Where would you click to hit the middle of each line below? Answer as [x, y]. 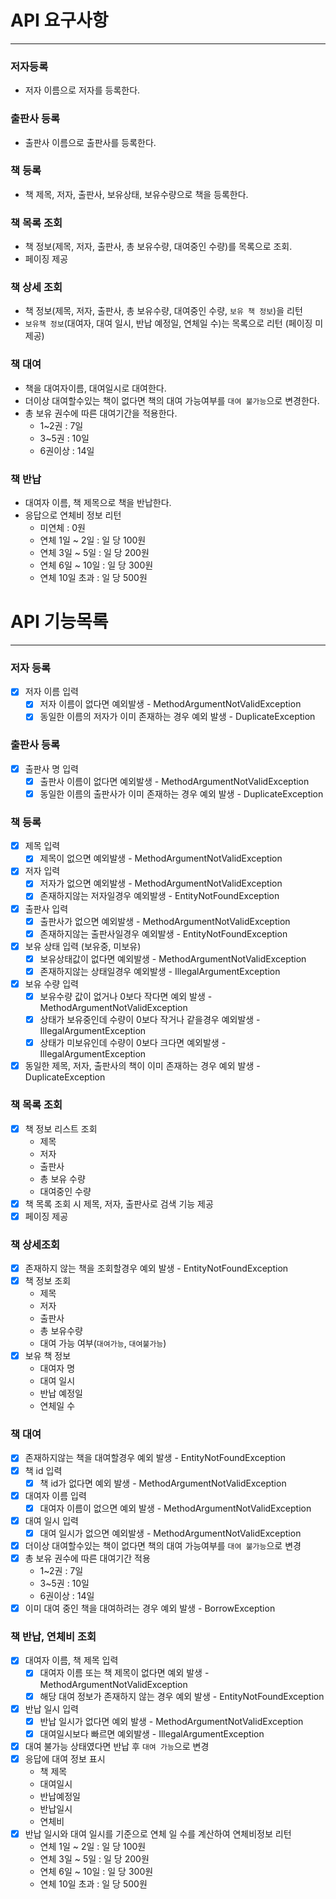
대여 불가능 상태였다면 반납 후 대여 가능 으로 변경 [117, 1746]
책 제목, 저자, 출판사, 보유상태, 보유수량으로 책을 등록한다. [136, 194]
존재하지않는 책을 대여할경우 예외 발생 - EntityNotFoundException [155, 1458]
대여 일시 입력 [51, 1520]
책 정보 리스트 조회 [61, 1128]
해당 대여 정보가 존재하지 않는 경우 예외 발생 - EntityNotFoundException [182, 1696]
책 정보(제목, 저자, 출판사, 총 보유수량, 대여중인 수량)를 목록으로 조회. [158, 247]
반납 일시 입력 [51, 1708]
